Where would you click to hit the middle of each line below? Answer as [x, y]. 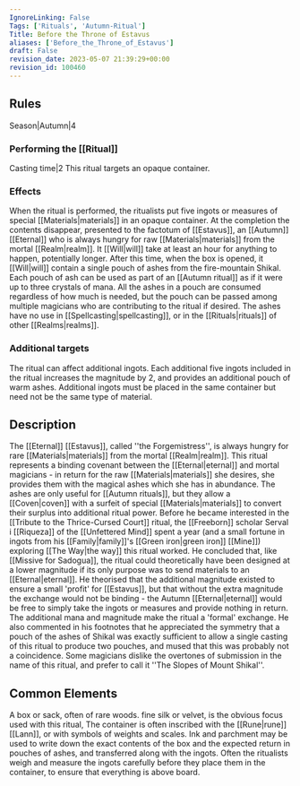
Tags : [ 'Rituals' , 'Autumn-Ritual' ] [77, 26]
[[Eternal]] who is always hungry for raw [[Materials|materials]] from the [142, 239]
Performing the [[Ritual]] [64, 149]
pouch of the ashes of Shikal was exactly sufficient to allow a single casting [149, 636]
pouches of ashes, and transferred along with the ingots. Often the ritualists [149, 753]
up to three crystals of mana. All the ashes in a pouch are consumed [135, 287]
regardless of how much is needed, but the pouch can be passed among [143, 297]
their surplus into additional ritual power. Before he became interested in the [149, 513]
